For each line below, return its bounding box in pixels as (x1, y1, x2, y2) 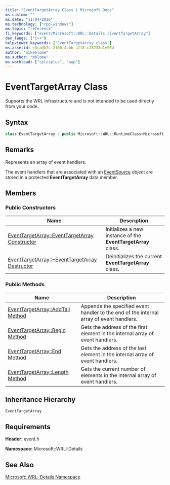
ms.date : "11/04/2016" (5, 17, 53, 22)
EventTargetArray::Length (8, 368, 69, 375)
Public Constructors (5, 204, 56, 211)
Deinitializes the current (105, 253, 162, 260)
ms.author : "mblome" (5, 54, 49, 60)
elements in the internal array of (80, 371, 157, 378)
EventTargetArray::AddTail (8, 305, 70, 313)
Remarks (5, 146, 34, 154)
